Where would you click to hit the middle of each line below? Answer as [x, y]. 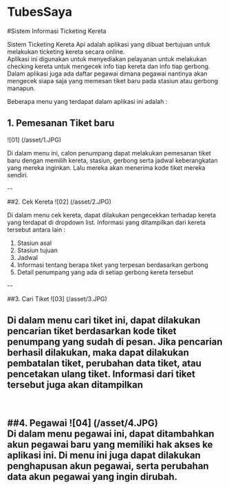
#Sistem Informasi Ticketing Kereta [57, 31]
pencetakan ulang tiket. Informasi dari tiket [101, 374]
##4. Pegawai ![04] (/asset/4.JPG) [83, 423]
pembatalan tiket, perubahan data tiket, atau [104, 363]
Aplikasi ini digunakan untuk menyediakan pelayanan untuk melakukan [107, 58]
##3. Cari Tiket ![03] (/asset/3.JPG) [57, 298]
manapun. [21, 88]
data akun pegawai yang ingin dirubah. [92, 476]
